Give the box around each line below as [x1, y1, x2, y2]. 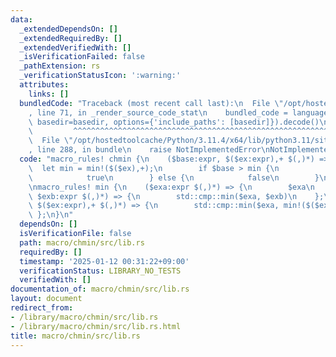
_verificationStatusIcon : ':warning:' [19, 71, 182, 81]
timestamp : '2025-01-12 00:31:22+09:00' [19, 256, 190, 266]
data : [10, 14, 33, 25]
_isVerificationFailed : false [19, 52, 145, 62]
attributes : [19, 80, 70, 90]
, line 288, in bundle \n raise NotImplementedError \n [28, 145, 271, 155]
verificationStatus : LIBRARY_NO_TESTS [19, 266, 182, 276]
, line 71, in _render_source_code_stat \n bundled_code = [28, 107, 288, 118]
